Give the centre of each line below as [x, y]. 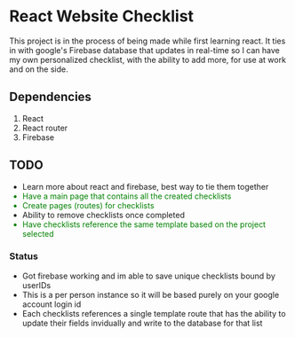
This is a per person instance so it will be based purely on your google [151, 294]
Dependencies [50, 97]
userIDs [36, 285]
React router [45, 128]
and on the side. [39, 69]
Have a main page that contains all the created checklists [127, 196]
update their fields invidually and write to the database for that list [142, 323]
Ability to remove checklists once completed [103, 215]
